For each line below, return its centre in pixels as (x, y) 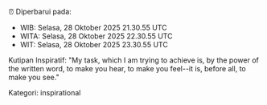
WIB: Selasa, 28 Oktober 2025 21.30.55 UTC (93, 28)
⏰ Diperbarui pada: (40, 12)
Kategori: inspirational (45, 93)
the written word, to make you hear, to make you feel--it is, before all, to (127, 69)
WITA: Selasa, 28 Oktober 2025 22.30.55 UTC (96, 36)
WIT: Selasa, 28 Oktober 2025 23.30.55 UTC (94, 44)
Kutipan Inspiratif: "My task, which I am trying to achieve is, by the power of (133, 60)
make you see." (34, 77)
